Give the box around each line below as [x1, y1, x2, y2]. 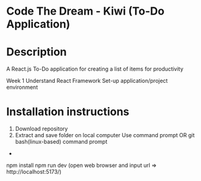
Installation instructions [6, 105, 130, 119]
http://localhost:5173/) [6, 168, 62, 176]
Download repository [15, 125, 68, 132]
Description [6, 45, 67, 59]
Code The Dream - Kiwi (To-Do [6, 4, 165, 18]
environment [6, 83, 38, 91]
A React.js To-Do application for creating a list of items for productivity [6, 65, 184, 73]
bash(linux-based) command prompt [15, 138, 108, 146]
